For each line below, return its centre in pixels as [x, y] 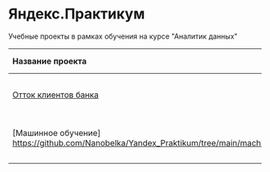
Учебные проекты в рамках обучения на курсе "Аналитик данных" [123, 36]
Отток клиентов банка [55, 95]
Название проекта [49, 61]
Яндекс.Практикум [77, 14]
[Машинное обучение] [57, 133]
